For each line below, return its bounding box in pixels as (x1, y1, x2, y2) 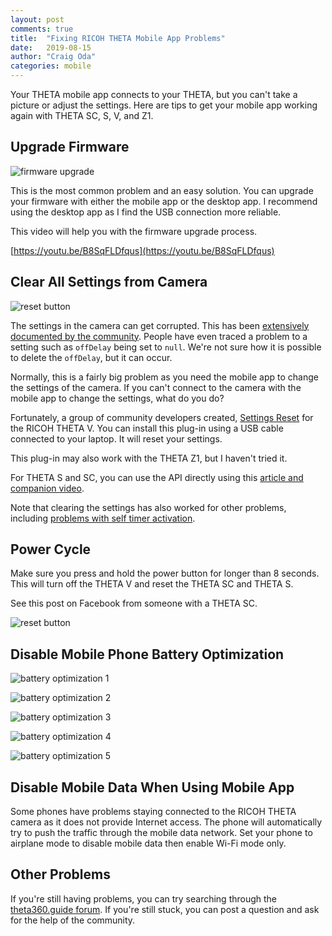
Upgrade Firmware (10, 139, 130, 156)
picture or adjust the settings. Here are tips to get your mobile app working (10, 99, 318, 111)
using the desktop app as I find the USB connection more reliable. (10, 206, 282, 218)
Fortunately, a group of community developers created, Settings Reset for (10, 411, 314, 423)
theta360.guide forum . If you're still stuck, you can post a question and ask (10, 903, 320, 915)
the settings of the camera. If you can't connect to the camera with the (10, 381, 302, 393)
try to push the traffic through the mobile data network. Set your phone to (10, 827, 313, 839)
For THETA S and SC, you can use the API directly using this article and (10, 471, 304, 483)
